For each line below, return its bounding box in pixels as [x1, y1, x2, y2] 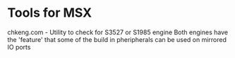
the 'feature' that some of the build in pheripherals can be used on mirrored [7, 35, 227, 43]
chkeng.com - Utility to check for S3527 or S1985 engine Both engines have [7, 28, 228, 36]
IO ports [7, 43, 31, 51]
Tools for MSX [7, 5, 92, 21]
